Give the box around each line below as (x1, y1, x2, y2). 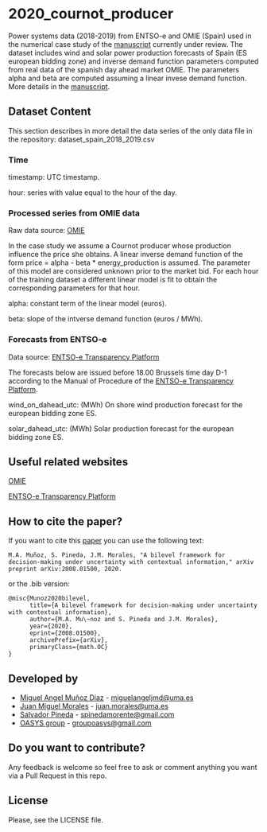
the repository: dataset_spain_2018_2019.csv (8, 134, 155, 144)
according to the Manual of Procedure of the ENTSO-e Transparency (8, 375, 234, 386)
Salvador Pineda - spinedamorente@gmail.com (19, 710, 175, 720)
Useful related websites (8, 455, 129, 469)
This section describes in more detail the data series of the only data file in (8, 126, 253, 135)
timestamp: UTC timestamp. (8, 173, 100, 182)
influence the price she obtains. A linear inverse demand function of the (8, 250, 244, 259)
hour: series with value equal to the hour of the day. (8, 188, 177, 197)
